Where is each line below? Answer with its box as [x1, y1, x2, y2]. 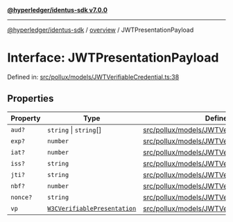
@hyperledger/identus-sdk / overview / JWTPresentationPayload [7, 26, 194, 34]
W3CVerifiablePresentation [47, 204, 137, 212]
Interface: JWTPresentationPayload [7, 50, 219, 66]
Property [10, 113, 41, 123]
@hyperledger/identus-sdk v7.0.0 [7, 6, 107, 14]
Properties [7, 93, 54, 104]
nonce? [10, 193, 33, 201]
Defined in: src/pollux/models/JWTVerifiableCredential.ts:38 [7, 73, 180, 81]
